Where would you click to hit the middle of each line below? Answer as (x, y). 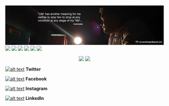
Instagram (36, 88)
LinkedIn (35, 98)
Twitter (33, 69)
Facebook (36, 79)
